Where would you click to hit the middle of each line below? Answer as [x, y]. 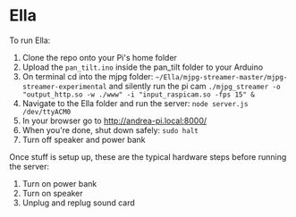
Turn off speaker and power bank [84, 139]
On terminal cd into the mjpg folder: [88, 76]
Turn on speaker [52, 193]
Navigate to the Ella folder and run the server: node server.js [135, 103]
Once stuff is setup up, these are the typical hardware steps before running [148, 156]
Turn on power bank [59, 183]
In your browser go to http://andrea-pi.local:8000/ [114, 121]
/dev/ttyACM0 [47, 112]
